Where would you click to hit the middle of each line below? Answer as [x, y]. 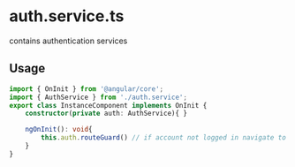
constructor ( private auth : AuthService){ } [106, 114]
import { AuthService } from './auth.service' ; [98, 97]
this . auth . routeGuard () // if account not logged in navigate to [164, 138]
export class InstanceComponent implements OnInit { [108, 105]
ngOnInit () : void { [59, 130]
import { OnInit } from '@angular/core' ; [87, 89]
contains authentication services [68, 41]
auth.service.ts [67, 16]
